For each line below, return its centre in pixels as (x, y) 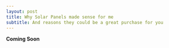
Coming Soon (23, 39)
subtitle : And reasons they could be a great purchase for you (85, 22)
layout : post (22, 11)
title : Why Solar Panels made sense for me (60, 17)
